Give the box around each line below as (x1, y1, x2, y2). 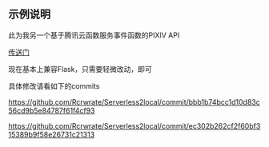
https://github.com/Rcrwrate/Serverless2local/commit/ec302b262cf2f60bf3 (8, 121, 261, 130)
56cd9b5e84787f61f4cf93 (8, 105, 95, 115)
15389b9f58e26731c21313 (8, 129, 95, 139)
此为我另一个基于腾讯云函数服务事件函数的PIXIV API (8, 30, 180, 40)
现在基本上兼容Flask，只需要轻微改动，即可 (8, 64, 152, 73)
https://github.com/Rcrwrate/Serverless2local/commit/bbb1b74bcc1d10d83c (8, 97, 260, 106)
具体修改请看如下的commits (8, 81, 100, 90)
